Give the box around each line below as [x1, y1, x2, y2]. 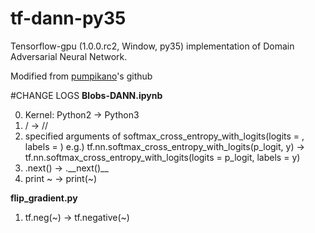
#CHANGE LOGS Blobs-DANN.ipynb [10, 89, 163, 101]
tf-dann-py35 [10, 7, 127, 30]
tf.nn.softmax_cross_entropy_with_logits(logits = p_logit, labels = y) [24, 151, 301, 163]
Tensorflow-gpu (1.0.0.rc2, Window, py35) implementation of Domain [10, 40, 295, 52]
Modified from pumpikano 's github [10, 70, 153, 82]
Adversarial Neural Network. [10, 50, 128, 62]
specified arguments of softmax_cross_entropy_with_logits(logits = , [24, 130, 305, 142]
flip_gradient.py [10, 192, 78, 204]
